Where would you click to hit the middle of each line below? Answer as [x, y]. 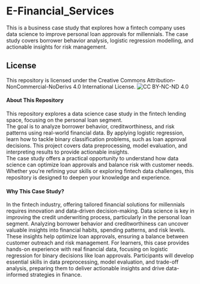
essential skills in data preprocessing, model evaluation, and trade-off [92, 262]
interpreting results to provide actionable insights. [68, 152]
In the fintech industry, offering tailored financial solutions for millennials [95, 205]
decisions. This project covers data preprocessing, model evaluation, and [97, 145]
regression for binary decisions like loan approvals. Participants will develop [100, 256]
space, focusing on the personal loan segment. [65, 120]
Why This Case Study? [35, 191]
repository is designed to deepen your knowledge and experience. [89, 177]
